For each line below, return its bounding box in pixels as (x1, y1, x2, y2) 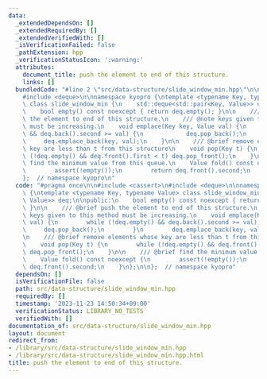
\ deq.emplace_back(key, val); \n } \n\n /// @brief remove (22, 137, 254, 145)
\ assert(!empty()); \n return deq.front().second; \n (22, 167, 250, 175)
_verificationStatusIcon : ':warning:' (15, 56, 145, 64)
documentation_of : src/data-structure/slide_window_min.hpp (8, 322, 212, 330)
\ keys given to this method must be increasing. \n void (22, 211, 226, 219)
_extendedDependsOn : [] (15, 19, 94, 27)
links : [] (22, 78, 56, 86)
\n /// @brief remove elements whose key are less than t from (22, 234, 247, 242)
